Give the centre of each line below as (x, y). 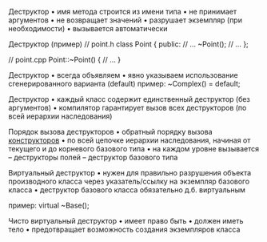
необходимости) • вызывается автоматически (88, 28)
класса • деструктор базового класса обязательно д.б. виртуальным (127, 190)
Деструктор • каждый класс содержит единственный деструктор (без (129, 99)
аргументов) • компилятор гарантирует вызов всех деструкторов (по (128, 108)
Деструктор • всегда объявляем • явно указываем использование (123, 75)
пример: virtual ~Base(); (49, 205)
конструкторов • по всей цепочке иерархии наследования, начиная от (130, 140)
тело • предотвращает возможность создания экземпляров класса (124, 229)
